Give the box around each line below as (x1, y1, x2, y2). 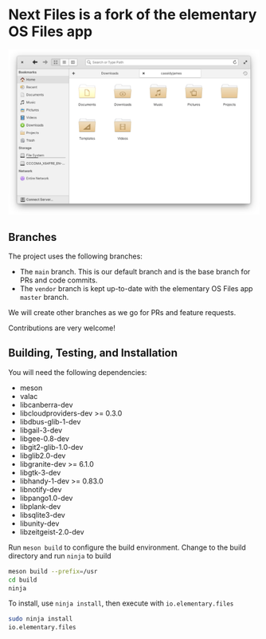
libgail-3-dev (19, 425, 63, 435)
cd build (8, 576, 37, 584)
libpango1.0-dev (19, 493, 73, 503)
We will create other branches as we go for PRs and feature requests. (8, 307, 237, 317)
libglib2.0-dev (19, 451, 66, 460)
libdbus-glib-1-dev (19, 416, 81, 426)
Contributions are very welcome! (8, 323, 115, 333)
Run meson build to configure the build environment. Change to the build (8, 542, 247, 552)
